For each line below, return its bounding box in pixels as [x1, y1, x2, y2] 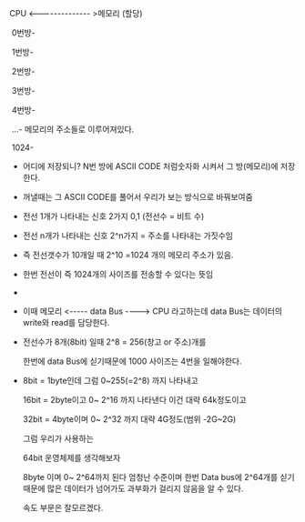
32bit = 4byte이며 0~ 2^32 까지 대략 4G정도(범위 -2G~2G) [22, 414, 237, 425]
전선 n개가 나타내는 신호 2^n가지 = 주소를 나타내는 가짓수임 [22, 230, 234, 241]
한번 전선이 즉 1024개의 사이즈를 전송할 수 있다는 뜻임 [22, 269, 214, 279]
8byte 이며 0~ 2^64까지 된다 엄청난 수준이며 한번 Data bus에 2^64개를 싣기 [22, 472, 295, 482]
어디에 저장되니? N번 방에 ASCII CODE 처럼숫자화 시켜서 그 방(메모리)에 [22, 161, 280, 171]
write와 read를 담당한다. [22, 317, 110, 327]
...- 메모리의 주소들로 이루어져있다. [11, 124, 135, 135]
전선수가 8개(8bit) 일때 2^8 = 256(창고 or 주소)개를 [22, 336, 207, 347]
